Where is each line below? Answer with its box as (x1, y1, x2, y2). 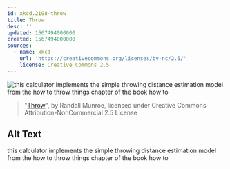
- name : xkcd (13, 49, 51, 56)
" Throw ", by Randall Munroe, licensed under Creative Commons (23, 101, 207, 109)
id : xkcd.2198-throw (7, 10, 67, 17)
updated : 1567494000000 (7, 29, 76, 37)
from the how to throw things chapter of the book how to (7, 154, 169, 162)
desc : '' (7, 23, 32, 30)
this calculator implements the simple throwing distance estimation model (7, 146, 216, 155)
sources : (7, 42, 32, 49)
